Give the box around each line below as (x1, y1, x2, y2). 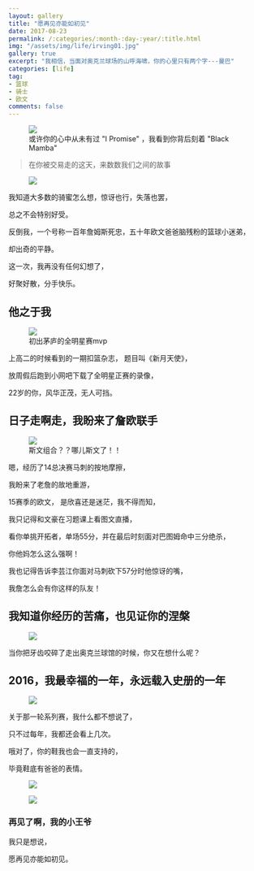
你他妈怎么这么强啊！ (8, 548, 80, 558)
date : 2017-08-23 (8, 27, 67, 35)
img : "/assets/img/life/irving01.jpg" (8, 42, 140, 50)
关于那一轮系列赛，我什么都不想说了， (8, 712, 136, 721)
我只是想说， (8, 836, 51, 846)
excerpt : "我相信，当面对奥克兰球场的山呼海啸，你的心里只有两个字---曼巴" (8, 58, 235, 66)
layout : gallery (8, 11, 63, 20)
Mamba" (28, 143, 58, 153)
